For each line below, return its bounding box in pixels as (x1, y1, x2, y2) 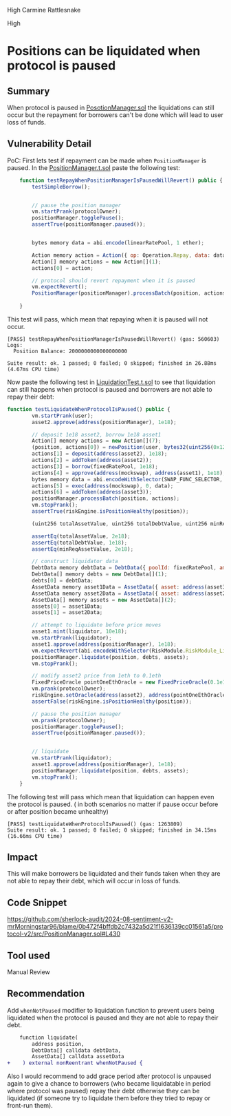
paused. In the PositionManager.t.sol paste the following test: (7, 163, 180, 171)
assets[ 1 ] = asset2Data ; (32, 609, 103, 616)
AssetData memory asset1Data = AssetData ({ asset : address (32, 583, 205, 591)
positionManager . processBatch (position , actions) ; (32, 495, 180, 502)
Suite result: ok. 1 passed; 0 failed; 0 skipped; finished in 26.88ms (7, 359, 217, 367)
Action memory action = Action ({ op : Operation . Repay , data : (32, 251, 211, 259)
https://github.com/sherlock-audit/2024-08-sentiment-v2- (7, 915, 174, 923)
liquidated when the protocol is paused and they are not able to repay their (7, 1013, 219, 1022)
